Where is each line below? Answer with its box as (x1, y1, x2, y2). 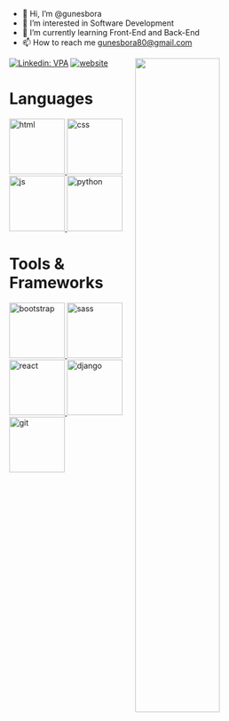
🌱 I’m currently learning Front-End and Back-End (21, 27, 200, 37)
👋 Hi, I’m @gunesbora (21, 9, 102, 19)
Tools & (9, 254, 65, 274)
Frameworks (9, 273, 104, 293)
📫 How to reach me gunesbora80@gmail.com (21, 37, 193, 48)
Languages (9, 89, 93, 109)
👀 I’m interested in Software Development (21, 18, 175, 28)
